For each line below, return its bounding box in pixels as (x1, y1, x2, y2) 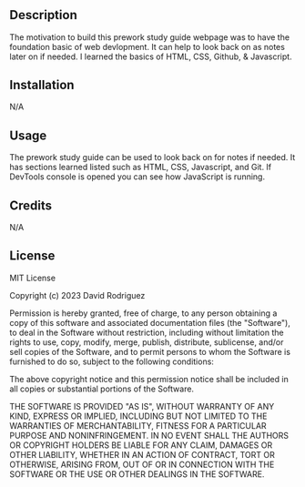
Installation (9, 77, 75, 93)
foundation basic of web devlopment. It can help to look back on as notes (9, 41, 285, 52)
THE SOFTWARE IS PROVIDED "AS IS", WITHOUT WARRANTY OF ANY (9, 401, 275, 411)
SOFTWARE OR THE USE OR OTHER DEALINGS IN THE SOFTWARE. (9, 468, 265, 480)
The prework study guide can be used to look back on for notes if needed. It (9, 152, 296, 163)
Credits (9, 198, 53, 213)
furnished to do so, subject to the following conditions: (9, 356, 214, 367)
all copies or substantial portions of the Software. (9, 383, 194, 394)
